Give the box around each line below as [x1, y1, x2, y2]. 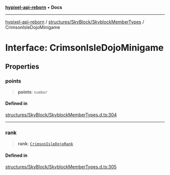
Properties [5, 62, 39, 71]
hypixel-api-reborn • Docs [5, 5, 62, 10]
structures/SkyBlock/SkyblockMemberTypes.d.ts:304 [5, 112, 117, 118]
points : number [17, 89, 48, 95]
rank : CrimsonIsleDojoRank [17, 141, 73, 147]
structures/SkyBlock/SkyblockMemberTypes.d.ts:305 [5, 163, 117, 169]
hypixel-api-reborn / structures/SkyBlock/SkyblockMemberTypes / [5, 19, 144, 25]
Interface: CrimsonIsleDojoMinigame [5, 42, 164, 54]
